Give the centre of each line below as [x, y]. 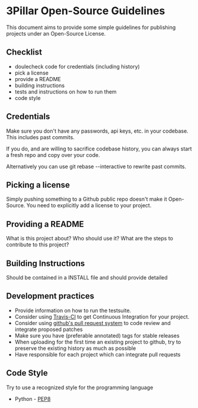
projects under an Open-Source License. [56, 33]
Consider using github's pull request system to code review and [92, 323]
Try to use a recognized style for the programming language [80, 387]
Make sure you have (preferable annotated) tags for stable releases [97, 335]
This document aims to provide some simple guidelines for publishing [91, 27]
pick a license [31, 73]
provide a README [38, 79]
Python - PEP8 [33, 399]
